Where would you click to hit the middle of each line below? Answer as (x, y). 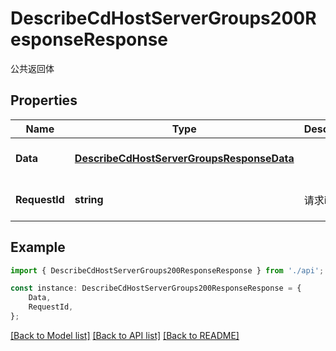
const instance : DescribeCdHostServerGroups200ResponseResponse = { (156, 288)
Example (38, 247)
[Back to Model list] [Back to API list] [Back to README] (125, 335)
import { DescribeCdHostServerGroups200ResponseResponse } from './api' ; (167, 270)
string (89, 199)
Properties (44, 100)
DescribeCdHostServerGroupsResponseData (184, 158)
